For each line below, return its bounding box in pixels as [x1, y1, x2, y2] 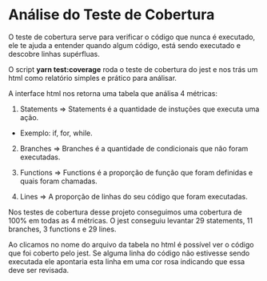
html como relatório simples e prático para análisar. [8, 73, 177, 82]
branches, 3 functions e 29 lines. [8, 224, 117, 234]
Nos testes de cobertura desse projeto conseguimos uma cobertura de [8, 207, 242, 217]
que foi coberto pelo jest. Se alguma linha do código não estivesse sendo [8, 248, 250, 258]
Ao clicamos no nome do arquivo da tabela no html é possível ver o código [8, 239, 254, 249]
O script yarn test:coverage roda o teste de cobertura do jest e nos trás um [8, 64, 258, 74]
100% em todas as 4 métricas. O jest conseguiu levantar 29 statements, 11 [8, 215, 253, 225]
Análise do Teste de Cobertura [8, 6, 215, 24]
